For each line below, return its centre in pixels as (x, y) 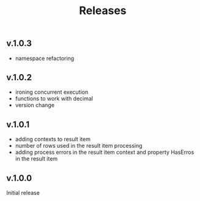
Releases (103, 11)
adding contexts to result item (53, 139)
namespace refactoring (45, 58)
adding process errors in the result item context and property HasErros (105, 152)
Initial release (23, 193)
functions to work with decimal (54, 99)
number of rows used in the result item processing (79, 146)
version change (35, 105)
